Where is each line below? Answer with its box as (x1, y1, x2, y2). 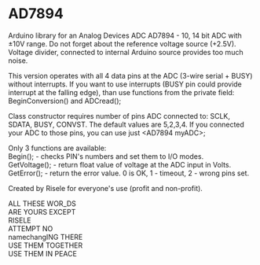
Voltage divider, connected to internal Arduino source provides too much (8, 47, 244, 57)
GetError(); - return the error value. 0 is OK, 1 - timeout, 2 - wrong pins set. (8, 168, 250, 178)
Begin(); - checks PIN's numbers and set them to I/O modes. (8, 151, 204, 161)
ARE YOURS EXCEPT (8, 207, 76, 216)
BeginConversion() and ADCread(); (8, 96, 122, 105)
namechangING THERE (8, 232, 83, 241)
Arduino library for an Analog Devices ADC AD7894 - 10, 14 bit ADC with (8, 31, 242, 40)
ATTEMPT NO (8, 223, 53, 233)
